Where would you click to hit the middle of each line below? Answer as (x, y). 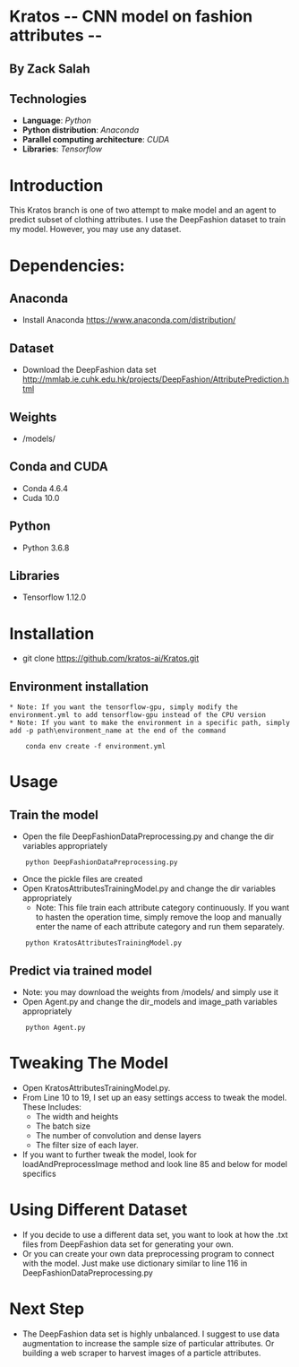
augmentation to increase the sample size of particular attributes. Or (148, 1343)
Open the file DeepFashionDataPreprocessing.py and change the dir (148, 836)
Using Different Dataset (98, 1210)
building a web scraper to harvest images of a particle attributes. (141, 1353)
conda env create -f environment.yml (96, 747)
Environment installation (79, 686)
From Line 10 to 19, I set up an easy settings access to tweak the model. (154, 1097)
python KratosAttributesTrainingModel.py (103, 943)
